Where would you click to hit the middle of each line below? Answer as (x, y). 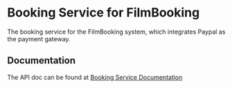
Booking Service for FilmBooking (104, 13)
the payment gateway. (39, 38)
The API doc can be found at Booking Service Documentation (95, 77)
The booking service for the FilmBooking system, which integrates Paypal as (116, 32)
